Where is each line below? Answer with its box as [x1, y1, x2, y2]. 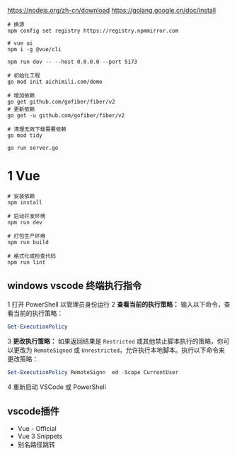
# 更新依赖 [7, 106, 35, 113]
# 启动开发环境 [7, 212, 46, 219]
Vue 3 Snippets [17, 432, 63, 441]
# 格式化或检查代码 [7, 252, 57, 260]
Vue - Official [17, 424, 57, 433]
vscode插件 [7, 405, 60, 417]
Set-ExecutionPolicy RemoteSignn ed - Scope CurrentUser [7, 368, 179, 375]
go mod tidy [7, 132, 42, 139]
